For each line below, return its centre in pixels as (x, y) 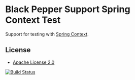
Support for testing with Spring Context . (47, 34)
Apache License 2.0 (33, 62)
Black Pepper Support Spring (68, 9)
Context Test (33, 20)
